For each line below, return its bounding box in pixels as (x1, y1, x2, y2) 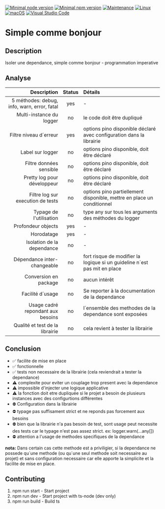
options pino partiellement (83, 188, 144, 195)
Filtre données (25, 160, 58, 167)
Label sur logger (20, 148, 58, 155)
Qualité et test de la (13, 322, 58, 329)
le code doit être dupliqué (83, 114, 142, 121)
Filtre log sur (29, 191, 58, 198)
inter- (44, 256, 58, 263)
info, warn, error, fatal (8, 103, 58, 110)
